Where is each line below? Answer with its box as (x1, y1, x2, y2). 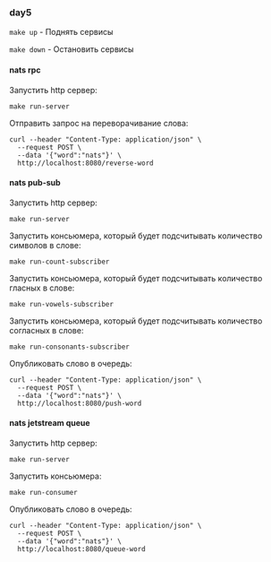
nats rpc (9, 65, 41, 75)
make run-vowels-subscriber (9, 299, 114, 308)
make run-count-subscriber (9, 257, 110, 266)
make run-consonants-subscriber (9, 342, 130, 351)
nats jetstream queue (9, 418, 91, 428)
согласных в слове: (9, 324, 84, 335)
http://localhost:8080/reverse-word (17, 159, 154, 168)
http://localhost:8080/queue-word (17, 544, 146, 553)
